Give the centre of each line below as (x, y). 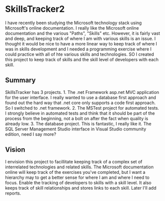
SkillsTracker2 (35, 9)
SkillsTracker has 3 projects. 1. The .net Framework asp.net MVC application (82, 92)
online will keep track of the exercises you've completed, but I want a (75, 172)
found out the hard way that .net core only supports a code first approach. (81, 103)
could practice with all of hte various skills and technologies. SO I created (80, 54)
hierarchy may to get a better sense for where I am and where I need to (77, 177)
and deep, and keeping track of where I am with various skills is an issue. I (81, 39)
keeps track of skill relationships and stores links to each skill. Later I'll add (81, 188)
